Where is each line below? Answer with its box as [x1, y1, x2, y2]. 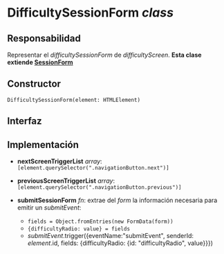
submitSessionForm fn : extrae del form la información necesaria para [17, 196, 218, 205]
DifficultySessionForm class [7, 5, 174, 21]
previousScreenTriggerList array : [17, 176, 115, 185]
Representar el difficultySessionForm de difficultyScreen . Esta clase [7, 51, 202, 59]
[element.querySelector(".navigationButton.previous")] [17, 184, 182, 191]
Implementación [7, 138, 80, 150]
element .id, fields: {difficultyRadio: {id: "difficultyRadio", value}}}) [27, 239, 213, 247]
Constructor [7, 78, 61, 90]
